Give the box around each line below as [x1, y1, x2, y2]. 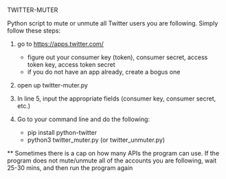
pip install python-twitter [27, 129, 98, 136]
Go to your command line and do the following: [16, 115, 150, 123]
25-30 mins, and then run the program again [7, 164, 133, 171]
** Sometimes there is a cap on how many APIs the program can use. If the [7, 149, 220, 157]
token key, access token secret [27, 61, 115, 68]
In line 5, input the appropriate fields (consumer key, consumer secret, [16, 94, 216, 103]
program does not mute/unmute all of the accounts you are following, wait [7, 156, 217, 165]
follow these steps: [7, 27, 60, 34]
